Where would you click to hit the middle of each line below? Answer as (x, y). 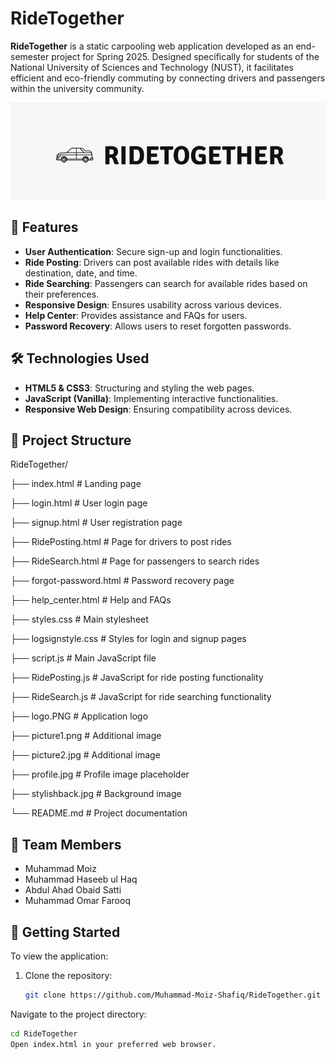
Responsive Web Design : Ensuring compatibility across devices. (158, 409)
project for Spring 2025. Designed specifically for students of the (185, 56)
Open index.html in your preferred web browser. (113, 1044)
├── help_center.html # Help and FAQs (91, 600)
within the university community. (77, 88)
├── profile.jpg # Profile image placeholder (100, 774)
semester (30, 56)
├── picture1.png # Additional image (86, 736)
